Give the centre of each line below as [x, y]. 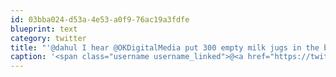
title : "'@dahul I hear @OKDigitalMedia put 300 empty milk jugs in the [165, 47]
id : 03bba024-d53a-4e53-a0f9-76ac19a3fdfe [100, 19]
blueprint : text [44, 29]
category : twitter [48, 38]
